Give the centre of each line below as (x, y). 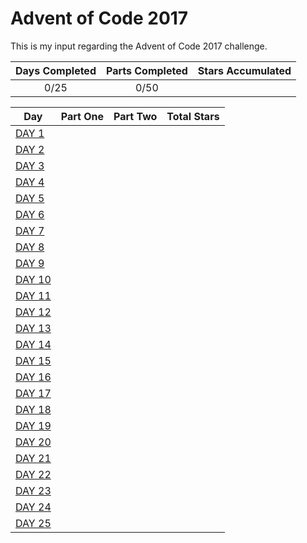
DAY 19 (33, 425)
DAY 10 (33, 279)
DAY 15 (33, 360)
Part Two (135, 116)
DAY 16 (33, 377)
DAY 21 (33, 458)
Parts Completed (146, 70)
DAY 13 (33, 328)
